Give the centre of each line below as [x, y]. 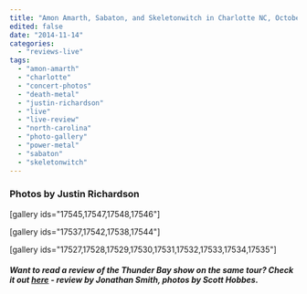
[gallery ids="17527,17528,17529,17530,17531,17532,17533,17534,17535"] [143, 249]
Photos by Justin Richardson [74, 194]
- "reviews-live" [51, 52]
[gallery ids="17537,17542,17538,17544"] [85, 231]
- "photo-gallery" [53, 137]
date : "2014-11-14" [47, 35]
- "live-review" [48, 120]
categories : [32, 43]
